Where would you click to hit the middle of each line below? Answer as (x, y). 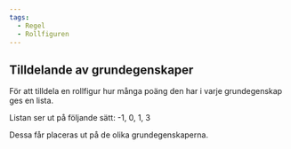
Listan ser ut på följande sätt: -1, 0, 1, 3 (80, 118)
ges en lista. (32, 101)
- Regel (32, 26)
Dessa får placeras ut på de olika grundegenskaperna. (109, 135)
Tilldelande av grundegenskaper (101, 70)
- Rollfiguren (43, 34)
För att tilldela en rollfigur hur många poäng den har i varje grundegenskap (146, 91)
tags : (19, 17)
